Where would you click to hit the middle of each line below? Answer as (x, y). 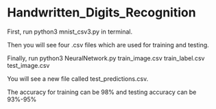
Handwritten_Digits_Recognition (102, 13)
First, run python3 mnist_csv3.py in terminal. (70, 32)
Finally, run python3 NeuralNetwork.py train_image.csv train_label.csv (106, 58)
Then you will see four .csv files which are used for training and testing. (108, 45)
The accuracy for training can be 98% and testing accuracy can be (102, 92)
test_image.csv (28, 65)
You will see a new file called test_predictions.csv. (78, 78)
